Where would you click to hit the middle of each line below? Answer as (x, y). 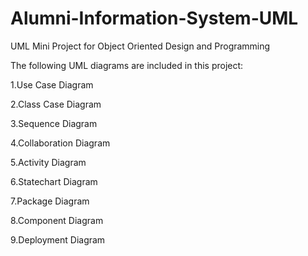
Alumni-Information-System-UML (154, 18)
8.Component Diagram (57, 220)
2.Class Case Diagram (56, 104)
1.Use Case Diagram (52, 84)
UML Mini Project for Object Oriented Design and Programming (140, 46)
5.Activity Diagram (48, 162)
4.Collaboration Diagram (60, 143)
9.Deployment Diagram (58, 239)
